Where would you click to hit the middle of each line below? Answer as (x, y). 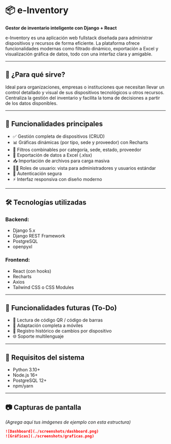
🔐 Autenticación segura (37, 173)
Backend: (17, 219)
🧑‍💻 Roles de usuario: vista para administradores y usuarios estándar (84, 168)
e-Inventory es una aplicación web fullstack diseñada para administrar (79, 38)
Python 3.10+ (26, 370)
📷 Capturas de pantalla (43, 407)
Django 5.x (24, 230)
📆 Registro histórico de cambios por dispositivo (62, 331)
